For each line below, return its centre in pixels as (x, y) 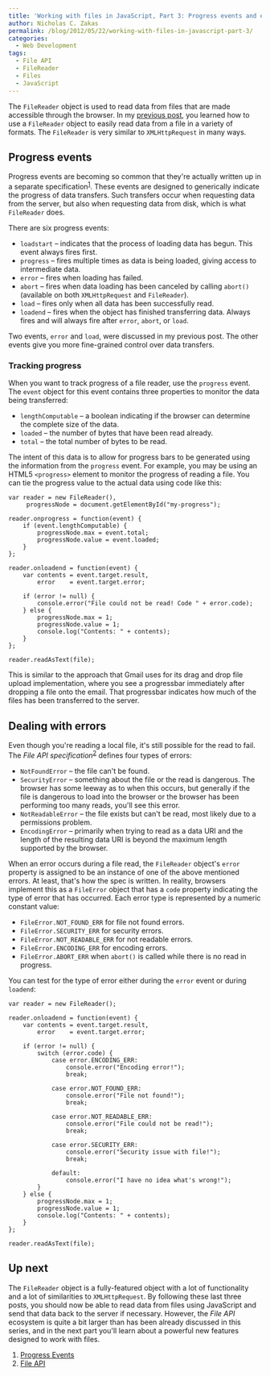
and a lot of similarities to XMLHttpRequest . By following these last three (125, 1296)
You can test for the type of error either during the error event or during (127, 980)
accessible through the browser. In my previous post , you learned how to (129, 114)
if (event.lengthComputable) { (75, 526)
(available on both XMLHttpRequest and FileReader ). (104, 294)
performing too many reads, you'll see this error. (100, 805)
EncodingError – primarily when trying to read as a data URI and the (131, 830)
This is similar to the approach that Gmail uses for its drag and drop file (126, 675)
